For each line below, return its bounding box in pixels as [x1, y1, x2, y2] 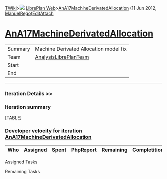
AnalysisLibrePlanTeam [35, 53, 89, 60]
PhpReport [71, 146, 97, 153]
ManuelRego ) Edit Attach [5, 10, 54, 16]
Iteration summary [5, 103, 51, 110]
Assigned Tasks [5, 159, 38, 165]
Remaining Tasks [5, 169, 40, 175]
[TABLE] [5, 115, 22, 121]
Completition [132, 146, 164, 153]
